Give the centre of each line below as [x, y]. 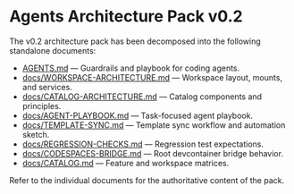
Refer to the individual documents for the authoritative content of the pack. [147, 180]
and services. [47, 87]
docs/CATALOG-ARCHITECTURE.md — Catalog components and [142, 97]
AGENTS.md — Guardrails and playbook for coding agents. [131, 68]
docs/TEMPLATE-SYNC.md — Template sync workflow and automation [154, 125]
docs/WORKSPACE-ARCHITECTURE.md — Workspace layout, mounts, [152, 77]
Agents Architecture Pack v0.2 [126, 17]
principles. [42, 105]
